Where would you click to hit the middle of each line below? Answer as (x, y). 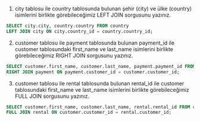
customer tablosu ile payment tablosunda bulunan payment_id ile (94, 43)
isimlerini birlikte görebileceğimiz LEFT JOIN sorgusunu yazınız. (93, 15)
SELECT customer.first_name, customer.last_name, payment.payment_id (94, 66)
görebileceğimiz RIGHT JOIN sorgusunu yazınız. (74, 55)
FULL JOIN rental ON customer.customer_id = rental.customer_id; (89, 113)
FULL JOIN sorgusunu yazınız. (52, 96)
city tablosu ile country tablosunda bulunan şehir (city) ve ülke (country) (103, 9)
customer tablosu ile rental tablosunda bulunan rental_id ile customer (99, 83)
